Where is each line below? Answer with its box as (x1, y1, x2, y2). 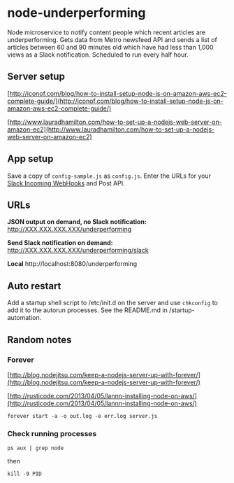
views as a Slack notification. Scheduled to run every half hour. (7, 50, 189, 59)
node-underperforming (7, 5, 146, 21)
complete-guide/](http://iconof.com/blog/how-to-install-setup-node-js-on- (7, 97, 224, 105)
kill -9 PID (7, 470, 42, 477)
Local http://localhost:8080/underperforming (7, 260, 138, 268)
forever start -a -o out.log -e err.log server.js (7, 412, 158, 419)
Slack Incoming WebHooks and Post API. (7, 178, 125, 187)
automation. (7, 314, 42, 322)
